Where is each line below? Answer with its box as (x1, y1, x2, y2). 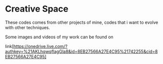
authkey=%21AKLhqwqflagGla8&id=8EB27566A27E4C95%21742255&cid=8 (5, 48, 158, 54)
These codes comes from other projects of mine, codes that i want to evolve (5, 19, 158, 25)
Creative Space (5, 3, 69, 15)
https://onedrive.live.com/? (13, 43, 68, 49)
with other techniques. (5, 24, 50, 30)
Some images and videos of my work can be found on (5, 34, 113, 40)
